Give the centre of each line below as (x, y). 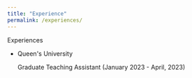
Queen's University (45, 54)
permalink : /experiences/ (45, 20)
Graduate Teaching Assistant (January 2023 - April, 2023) (101, 67)
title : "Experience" (37, 14)
